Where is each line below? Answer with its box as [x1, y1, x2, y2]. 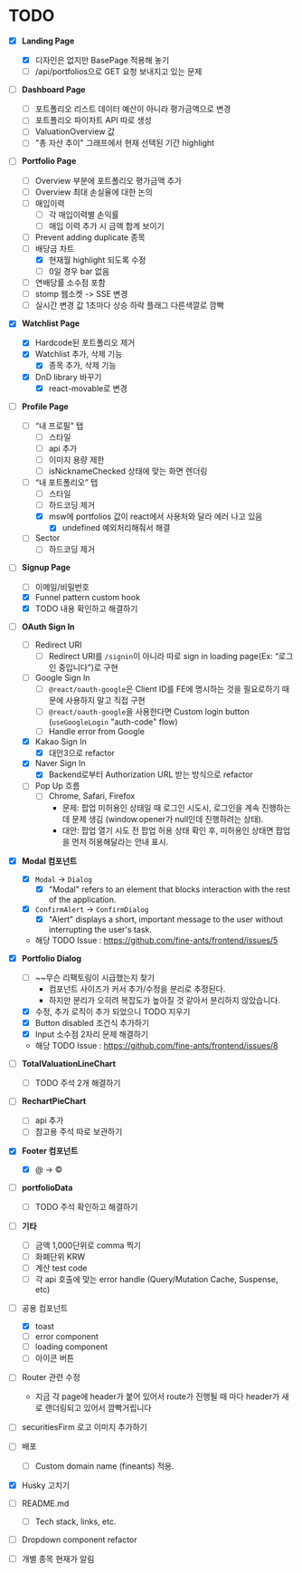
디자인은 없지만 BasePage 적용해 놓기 [34, 55, 170, 65]
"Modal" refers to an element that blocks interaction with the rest [48, 884, 291, 895]
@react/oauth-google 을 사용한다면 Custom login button [48, 706, 250, 716]
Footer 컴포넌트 [21, 1146, 79, 1156]
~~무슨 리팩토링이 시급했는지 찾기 [34, 972, 156, 983]
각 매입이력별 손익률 [48, 209, 119, 220]
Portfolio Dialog [21, 953, 82, 964]
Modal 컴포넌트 [21, 855, 78, 866]
